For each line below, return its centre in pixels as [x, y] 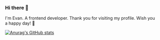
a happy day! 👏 [20, 23]
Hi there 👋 [17, 8]
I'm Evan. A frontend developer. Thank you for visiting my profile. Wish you [80, 18]
